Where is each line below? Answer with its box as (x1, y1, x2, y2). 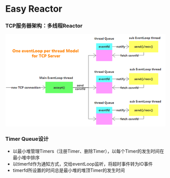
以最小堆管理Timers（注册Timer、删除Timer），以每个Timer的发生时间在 (12, 148, 164, 154)
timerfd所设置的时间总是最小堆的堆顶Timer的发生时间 (12, 167, 125, 173)
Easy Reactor (5, 3, 63, 15)
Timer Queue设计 (5, 136, 49, 143)
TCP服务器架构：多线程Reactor (5, 22, 83, 30)
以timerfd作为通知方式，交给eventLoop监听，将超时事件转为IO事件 (12, 161, 153, 167)
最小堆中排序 (12, 154, 40, 161)
